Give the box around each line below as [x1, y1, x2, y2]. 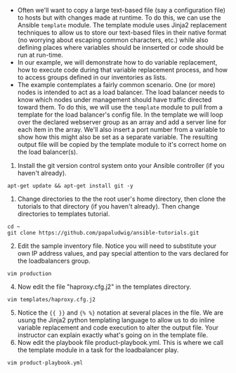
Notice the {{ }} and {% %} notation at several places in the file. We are [17, 308, 223, 317]
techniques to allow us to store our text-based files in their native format [17, 28, 227, 37]
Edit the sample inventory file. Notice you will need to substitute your [17, 242, 217, 250]
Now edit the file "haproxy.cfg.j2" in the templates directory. [17, 282, 192, 291]
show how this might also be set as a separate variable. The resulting [17, 133, 218, 141]
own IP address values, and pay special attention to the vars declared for [17, 249, 229, 257]
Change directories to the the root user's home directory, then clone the [17, 195, 226, 203]
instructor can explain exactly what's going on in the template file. [17, 331, 209, 339]
